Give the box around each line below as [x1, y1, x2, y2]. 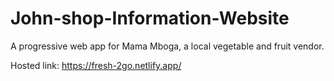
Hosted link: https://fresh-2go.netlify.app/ [10, 59, 182, 71]
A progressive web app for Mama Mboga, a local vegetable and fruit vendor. [10, 40, 325, 52]
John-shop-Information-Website [10, 7, 290, 30]
